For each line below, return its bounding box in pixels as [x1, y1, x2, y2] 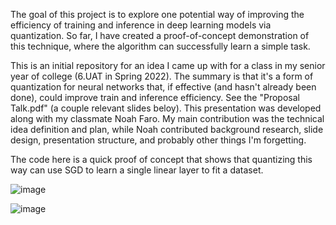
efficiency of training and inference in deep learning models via [10, 19, 272, 31]
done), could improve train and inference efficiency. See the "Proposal [10, 92, 300, 103]
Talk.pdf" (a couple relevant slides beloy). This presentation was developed [10, 102, 322, 114]
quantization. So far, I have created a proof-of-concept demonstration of [10, 30, 310, 41]
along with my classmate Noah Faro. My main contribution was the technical [10, 113, 325, 124]
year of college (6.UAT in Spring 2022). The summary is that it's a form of [10, 70, 314, 82]
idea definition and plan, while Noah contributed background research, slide [10, 124, 324, 135]
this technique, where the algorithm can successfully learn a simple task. [10, 40, 311, 52]
